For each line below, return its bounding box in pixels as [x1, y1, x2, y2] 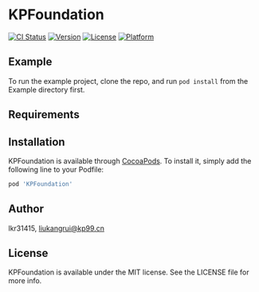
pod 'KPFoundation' [8, 180, 73, 188]
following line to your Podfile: [8, 164, 104, 174]
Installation [8, 135, 65, 148]
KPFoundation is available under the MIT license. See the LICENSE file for [8, 267, 249, 277]
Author [8, 202, 44, 216]
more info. [8, 276, 42, 286]
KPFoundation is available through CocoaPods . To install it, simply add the [8, 156, 252, 165]
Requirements [8, 108, 80, 121]
